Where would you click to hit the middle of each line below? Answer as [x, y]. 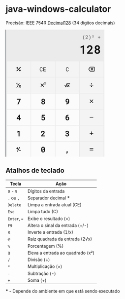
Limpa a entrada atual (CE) [54, 205]
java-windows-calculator [58, 9]
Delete [14, 205]
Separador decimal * [49, 198]
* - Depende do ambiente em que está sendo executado [63, 291]
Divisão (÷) [39, 260]
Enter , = [16, 219]
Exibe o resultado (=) [49, 219]
